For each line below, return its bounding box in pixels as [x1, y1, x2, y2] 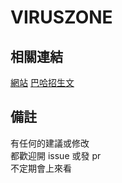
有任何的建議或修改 [10, 137, 90, 149]
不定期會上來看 [10, 162, 72, 174]
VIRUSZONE [10, 6, 113, 29]
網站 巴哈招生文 [10, 77, 75, 88]
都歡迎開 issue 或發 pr [10, 149, 102, 161]
